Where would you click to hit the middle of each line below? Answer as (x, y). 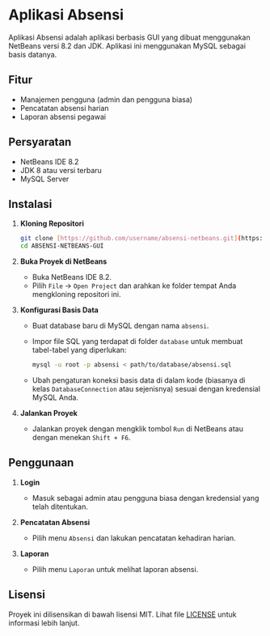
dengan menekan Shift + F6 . (81, 437)
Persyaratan (40, 142)
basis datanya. (33, 54)
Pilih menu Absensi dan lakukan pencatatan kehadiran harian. (134, 538)
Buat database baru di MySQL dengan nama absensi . (120, 326)
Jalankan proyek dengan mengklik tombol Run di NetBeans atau (138, 429)
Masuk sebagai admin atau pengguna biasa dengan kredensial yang (146, 498)
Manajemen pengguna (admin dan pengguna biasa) (106, 100)
